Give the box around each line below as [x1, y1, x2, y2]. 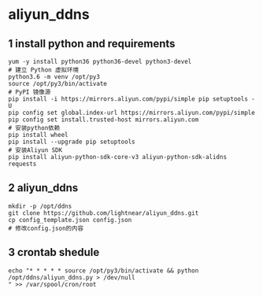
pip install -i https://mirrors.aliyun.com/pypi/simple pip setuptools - [8, 95, 256, 103]
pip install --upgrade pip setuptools [8, 138, 135, 146]
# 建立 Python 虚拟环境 [8, 66, 79, 74]
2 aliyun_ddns [8, 181, 79, 194]
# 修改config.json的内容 [8, 224, 84, 232]
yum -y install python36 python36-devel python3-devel [8, 57, 192, 65]
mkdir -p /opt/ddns [8, 202, 72, 210]
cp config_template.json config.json [8, 216, 132, 224]
